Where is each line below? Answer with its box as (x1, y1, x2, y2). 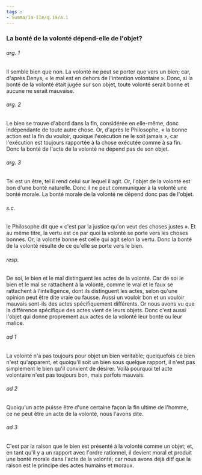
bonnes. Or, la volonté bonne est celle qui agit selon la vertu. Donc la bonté (6, 236, 192, 243)
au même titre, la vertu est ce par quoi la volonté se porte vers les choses (6, 230, 188, 237)
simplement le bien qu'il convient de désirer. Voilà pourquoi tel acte (6, 365, 173, 372)
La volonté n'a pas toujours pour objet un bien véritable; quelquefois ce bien (6, 352, 195, 359)
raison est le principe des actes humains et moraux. (6, 462, 134, 469)
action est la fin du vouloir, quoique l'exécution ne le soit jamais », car (6, 132, 179, 139)
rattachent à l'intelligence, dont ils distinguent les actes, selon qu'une (6, 288, 178, 295)
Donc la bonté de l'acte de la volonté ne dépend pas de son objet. (6, 145, 170, 153)
